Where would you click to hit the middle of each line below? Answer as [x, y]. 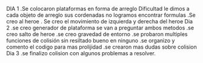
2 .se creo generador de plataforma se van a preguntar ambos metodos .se [100, 28]
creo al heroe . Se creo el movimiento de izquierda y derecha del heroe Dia [99, 21]
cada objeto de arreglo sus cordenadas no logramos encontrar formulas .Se [101, 15]
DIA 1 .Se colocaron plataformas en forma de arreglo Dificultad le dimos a [98, 9]
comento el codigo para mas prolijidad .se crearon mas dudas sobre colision [101, 47]
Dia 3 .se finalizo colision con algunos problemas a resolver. [81, 53]
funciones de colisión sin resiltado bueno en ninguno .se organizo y [91, 40]
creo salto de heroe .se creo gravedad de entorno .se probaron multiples [97, 34]
